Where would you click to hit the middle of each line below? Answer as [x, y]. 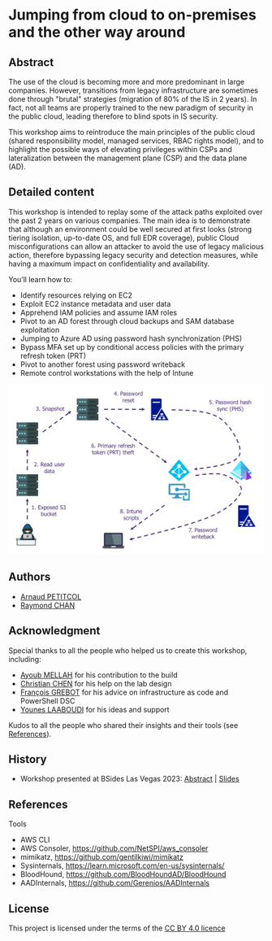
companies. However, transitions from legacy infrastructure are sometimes [133, 90]
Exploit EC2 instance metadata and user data [95, 303]
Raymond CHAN [47, 605]
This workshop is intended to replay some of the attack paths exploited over [136, 211]
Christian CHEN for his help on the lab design [96, 683]
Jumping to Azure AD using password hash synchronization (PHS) [131, 338]
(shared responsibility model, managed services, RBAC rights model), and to [136, 141]
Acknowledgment [54, 631]
